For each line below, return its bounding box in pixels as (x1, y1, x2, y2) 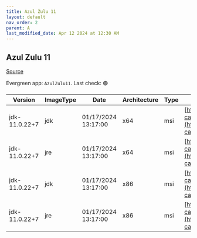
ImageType (45, 95, 76, 103)
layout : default (6, 14, 46, 20)
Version (12, 95, 35, 103)
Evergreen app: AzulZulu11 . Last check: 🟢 (6, 79, 108, 86)
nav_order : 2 (6, 19, 38, 25)
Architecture (122, 95, 159, 103)
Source (6, 68, 23, 75)
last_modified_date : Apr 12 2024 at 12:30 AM (6, 31, 119, 36)
